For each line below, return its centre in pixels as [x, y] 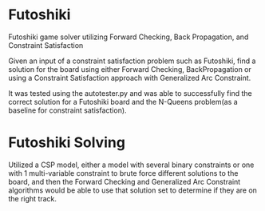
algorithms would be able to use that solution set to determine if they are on [133, 190]
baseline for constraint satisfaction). [67, 110]
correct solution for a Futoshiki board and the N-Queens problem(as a [123, 102]
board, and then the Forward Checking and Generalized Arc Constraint [125, 181]
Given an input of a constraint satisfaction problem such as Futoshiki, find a [132, 61]
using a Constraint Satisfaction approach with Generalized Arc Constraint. [130, 78]
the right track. [33, 198]
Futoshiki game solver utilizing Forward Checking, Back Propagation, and [129, 37]
